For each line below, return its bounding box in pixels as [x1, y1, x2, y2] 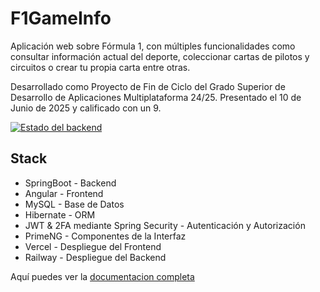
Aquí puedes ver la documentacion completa [10, 270, 195, 282]
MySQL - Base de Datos [24, 198, 125, 210]
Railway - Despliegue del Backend [24, 251, 167, 263]
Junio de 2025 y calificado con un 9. [10, 102, 162, 114]
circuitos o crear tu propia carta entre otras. [10, 61, 191, 73]
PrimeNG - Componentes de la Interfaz [24, 230, 187, 242]
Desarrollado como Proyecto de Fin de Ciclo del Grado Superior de [10, 80, 286, 92]
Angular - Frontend [24, 187, 104, 199]
